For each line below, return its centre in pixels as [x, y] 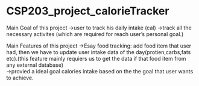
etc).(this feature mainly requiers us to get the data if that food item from [96, 58]
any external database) [35, 65]
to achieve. [20, 78]
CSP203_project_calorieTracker [88, 11]
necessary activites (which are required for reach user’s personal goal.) [95, 34]
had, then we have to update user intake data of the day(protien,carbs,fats [99, 52]
